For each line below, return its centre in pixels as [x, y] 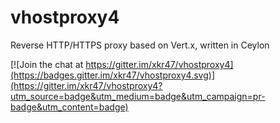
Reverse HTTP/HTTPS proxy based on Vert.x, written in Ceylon [140, 45]
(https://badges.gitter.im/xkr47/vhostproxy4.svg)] [113, 75]
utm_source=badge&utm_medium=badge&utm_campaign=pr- [138, 96]
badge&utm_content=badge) [69, 107]
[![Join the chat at [47, 64]
